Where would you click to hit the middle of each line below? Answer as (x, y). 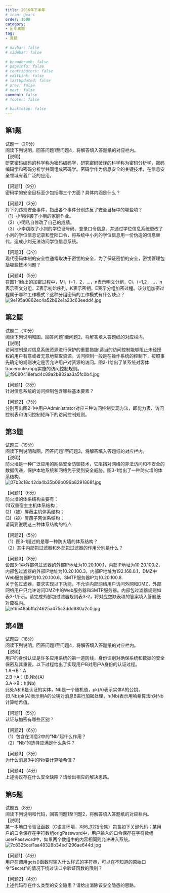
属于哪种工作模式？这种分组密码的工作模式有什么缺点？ (67, 294)
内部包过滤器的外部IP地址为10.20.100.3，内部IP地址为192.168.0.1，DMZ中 (81, 571)
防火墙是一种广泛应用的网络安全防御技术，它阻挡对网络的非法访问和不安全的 (85, 464)
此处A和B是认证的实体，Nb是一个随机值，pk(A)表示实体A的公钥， (74, 690)
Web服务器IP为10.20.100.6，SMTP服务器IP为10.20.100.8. (64, 577)
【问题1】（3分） (22, 384)
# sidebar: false (24, 52)
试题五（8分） (20, 808)
